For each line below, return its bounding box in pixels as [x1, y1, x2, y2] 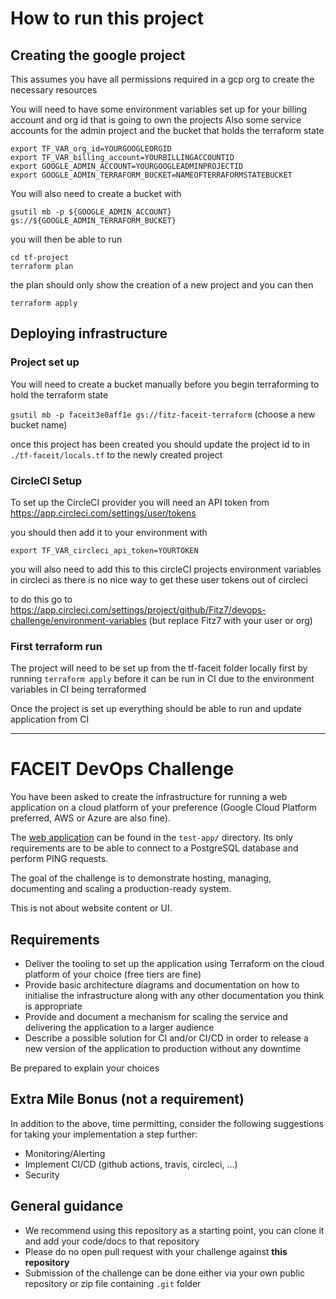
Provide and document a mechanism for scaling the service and [24, 1011, 288, 1023]
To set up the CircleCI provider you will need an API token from [10, 496, 270, 508]
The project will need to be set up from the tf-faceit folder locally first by [10, 662, 308, 674]
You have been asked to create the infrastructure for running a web [10, 791, 288, 803]
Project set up [10, 355, 80, 369]
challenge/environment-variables [10, 614, 147, 626]
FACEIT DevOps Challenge [10, 758, 235, 781]
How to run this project [10, 7, 205, 30]
